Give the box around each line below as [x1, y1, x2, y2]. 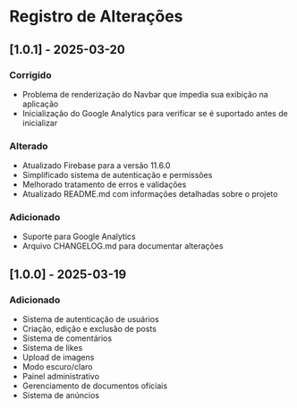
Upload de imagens [21, 352, 95, 363]
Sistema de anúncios [21, 390, 100, 401]
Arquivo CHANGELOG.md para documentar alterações [21, 241, 224, 251]
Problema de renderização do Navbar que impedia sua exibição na [21, 89, 268, 99]
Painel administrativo [21, 371, 100, 382]
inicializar [21, 117, 58, 128]
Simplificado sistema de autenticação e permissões [21, 170, 213, 181]
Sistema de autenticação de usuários [21, 314, 159, 325]
